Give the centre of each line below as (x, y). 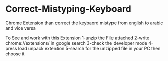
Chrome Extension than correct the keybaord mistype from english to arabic (84, 23)
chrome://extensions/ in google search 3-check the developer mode (76, 43)
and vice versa (21, 28)
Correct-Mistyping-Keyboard (68, 9)
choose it (15, 54)
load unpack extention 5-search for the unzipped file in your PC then (89, 48)
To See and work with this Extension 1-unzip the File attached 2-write (77, 38)
